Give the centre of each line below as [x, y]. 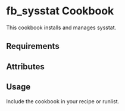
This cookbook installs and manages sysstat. [61, 27]
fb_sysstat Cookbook [60, 11]
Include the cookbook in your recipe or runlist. [63, 101]
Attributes [25, 67]
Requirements [33, 46]
